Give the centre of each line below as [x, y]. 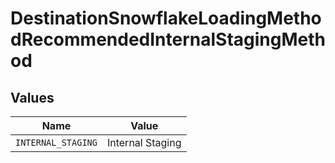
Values [32, 97]
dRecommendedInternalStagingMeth [168, 39]
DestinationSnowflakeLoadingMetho [166, 18]
